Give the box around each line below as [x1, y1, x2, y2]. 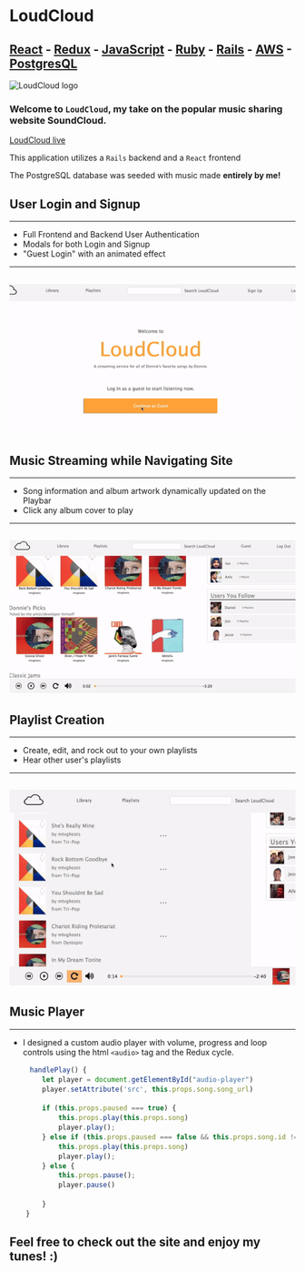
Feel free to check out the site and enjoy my [9, 1235, 261, 1250]
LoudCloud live [9, 135, 66, 146]
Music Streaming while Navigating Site [9, 452, 233, 469]
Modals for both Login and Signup [22, 238, 151, 250]
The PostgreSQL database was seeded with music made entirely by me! [9, 170, 281, 181]
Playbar [22, 495, 52, 506]
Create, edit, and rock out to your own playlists [22, 745, 198, 756]
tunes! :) [9, 1248, 59, 1265]
